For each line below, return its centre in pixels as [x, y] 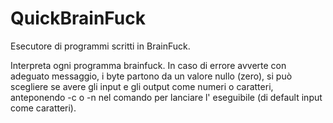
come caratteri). [43, 108]
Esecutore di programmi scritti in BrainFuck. [100, 46]
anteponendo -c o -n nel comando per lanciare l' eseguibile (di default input [166, 97]
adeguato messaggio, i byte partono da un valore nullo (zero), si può [151, 76]
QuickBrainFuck [78, 18]
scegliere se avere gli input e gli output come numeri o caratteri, [142, 86]
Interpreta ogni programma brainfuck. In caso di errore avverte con [148, 65]
